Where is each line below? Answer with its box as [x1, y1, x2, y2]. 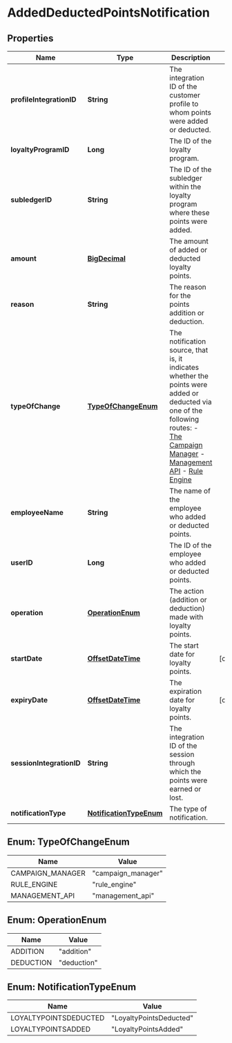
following [168, 415, 200, 424]
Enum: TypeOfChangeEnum [7, 836, 130, 848]
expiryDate [10, 695, 48, 704]
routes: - [168, 423, 199, 433]
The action [168, 586, 204, 596]
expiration [168, 686, 202, 696]
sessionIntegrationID [10, 758, 81, 768]
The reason [168, 282, 206, 292]
